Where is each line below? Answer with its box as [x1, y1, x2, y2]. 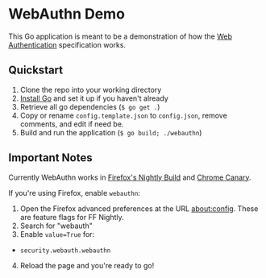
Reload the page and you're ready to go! [19, 260, 155, 270]
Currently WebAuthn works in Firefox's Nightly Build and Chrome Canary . [8, 172, 251, 182]
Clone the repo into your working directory [19, 85, 162, 94]
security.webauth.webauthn [19, 247, 111, 255]
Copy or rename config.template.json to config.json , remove [19, 110, 227, 120]
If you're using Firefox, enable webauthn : [8, 188, 141, 197]
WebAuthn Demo [8, 5, 125, 23]
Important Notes [8, 151, 93, 165]
